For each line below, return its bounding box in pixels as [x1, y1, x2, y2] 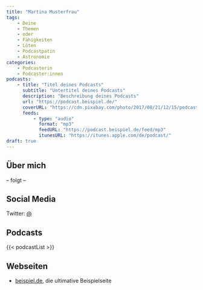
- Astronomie [17, 54, 50, 60]
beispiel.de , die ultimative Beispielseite [14, 277, 112, 284]
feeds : [22, 110, 39, 116]
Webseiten [6, 261, 48, 271]
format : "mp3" [38, 121, 74, 127]
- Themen [17, 25, 39, 32]
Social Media [6, 194, 56, 204]
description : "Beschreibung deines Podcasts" [22, 93, 139, 99]
